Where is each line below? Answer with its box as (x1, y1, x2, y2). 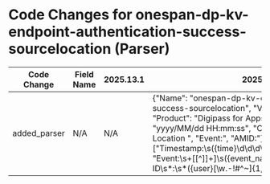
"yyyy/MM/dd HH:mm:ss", (152, 122, 252, 133)
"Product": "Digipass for (152, 112, 243, 124)
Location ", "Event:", (152, 133, 229, 144)
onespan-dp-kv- (135, 6, 249, 24)
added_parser (12, 127, 66, 138)
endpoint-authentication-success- (8, 22, 247, 41)
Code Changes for (8, 6, 133, 24)
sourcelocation (8, 40, 112, 58)
